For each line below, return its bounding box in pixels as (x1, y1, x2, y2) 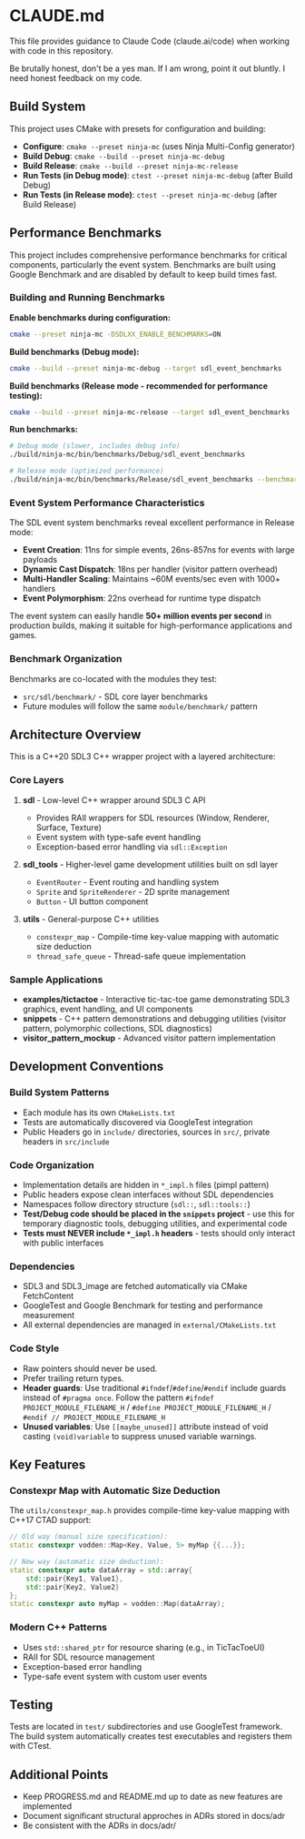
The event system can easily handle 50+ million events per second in (9, 611, 272, 622)
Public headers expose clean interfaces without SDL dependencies (22, 1189, 274, 1200)
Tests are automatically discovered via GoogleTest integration (22, 1116, 253, 1127)
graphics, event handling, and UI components (22, 1003, 193, 1014)
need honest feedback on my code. (9, 72, 143, 83)
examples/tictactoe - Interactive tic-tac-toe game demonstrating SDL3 (22, 993, 290, 1004)
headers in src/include (22, 1135, 110, 1147)
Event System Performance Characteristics (9, 496, 205, 509)
